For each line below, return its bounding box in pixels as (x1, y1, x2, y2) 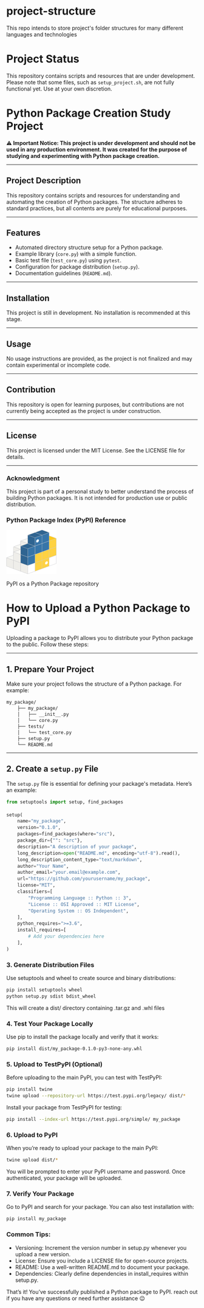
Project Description (6, 175, 81, 186)
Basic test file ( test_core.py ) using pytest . (15, 257, 122, 264)
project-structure (6, 4, 96, 18)
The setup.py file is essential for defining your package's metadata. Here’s (6, 780, 192, 787)
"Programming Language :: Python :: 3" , (28, 894, 132, 901)
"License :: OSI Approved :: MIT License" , (28, 901, 140, 907)
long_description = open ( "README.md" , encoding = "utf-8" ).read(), (17, 850, 181, 856)
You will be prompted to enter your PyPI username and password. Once (6, 1168, 186, 1176)
